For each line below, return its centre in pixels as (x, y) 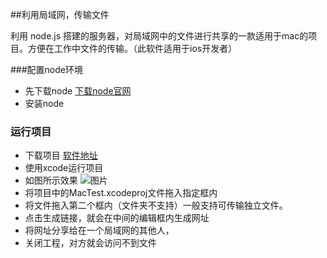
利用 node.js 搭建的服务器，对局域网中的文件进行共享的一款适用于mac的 (159, 36)
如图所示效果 (51, 180)
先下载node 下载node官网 (78, 91)
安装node (44, 103)
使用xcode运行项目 (64, 168)
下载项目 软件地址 (61, 155)
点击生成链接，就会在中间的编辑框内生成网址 (117, 218)
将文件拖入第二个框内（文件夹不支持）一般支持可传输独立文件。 (156, 205)
